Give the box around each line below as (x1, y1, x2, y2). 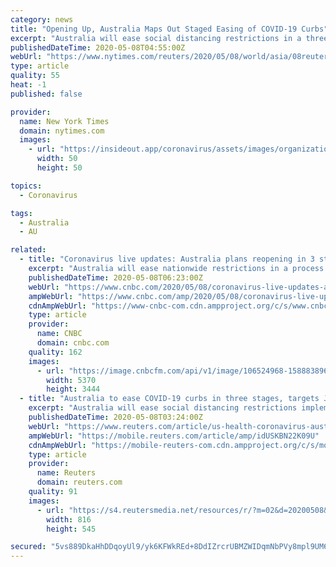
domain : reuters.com (36, 477, 123, 488)
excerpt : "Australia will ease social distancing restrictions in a (10, 33, 302, 43)
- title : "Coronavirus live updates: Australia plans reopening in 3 (19, 254, 315, 265)
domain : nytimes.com (19, 126, 105, 136)
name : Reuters (36, 468, 97, 478)
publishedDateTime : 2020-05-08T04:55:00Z (10, 42, 186, 53)
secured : (10, 542, 47, 552)
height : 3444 (46, 384, 101, 395)
